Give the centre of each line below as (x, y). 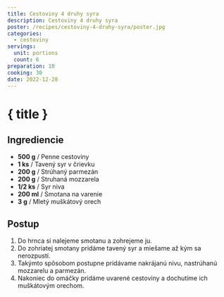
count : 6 (26, 60)
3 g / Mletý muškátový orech (59, 202)
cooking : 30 (25, 72)
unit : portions (36, 53)
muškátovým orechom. (51, 286)
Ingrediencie (36, 140)
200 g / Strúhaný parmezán (58, 172)
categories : (25, 33)
